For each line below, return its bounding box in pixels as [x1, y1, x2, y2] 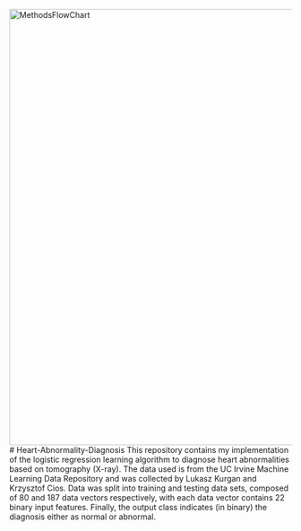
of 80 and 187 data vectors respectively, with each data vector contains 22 [9, 492, 285, 502]
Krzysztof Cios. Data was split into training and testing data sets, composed [9, 483, 289, 493]
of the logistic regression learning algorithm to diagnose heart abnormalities [9, 454, 289, 465]
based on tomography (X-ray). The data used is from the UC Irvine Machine [9, 464, 289, 474]
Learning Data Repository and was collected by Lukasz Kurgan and [9, 474, 257, 483]
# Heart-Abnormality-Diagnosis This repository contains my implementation [9, 445, 289, 455]
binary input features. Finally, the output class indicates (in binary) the [9, 502, 267, 512]
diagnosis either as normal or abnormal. [9, 511, 157, 522]
